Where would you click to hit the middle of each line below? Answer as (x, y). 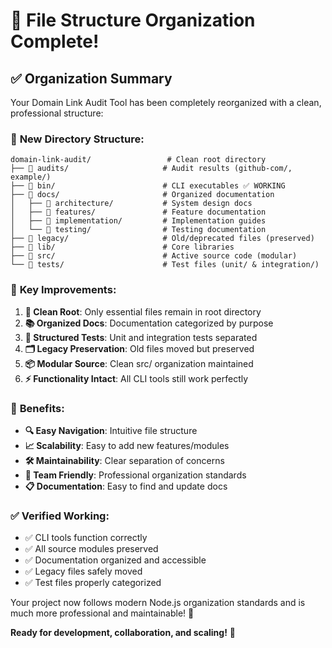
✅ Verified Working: (60, 516)
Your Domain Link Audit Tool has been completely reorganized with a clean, (166, 102)
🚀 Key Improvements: (63, 290)
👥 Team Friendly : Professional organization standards (135, 475)
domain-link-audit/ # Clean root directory (138, 160)
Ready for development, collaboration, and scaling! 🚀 (123, 633)
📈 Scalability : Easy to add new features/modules (127, 445)
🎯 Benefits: (37, 408)
